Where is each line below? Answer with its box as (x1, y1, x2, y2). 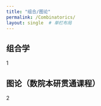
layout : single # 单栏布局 (6, 20, 72, 26)
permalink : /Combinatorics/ (6, 14, 76, 20)
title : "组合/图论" (6, 8, 51, 15)
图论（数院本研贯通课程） (6, 78, 100, 88)
